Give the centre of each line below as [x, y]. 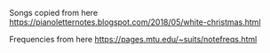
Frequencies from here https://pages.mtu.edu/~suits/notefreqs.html [133, 39]
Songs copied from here [54, 13]
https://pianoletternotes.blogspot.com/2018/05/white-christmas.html [135, 22]
